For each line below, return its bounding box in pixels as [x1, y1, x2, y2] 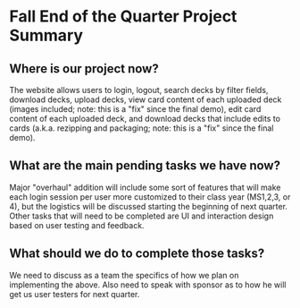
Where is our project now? [9, 61, 159, 76]
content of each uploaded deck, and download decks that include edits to [9, 114, 281, 124]
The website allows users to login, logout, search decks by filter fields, [9, 85, 269, 95]
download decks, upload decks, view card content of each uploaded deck [9, 94, 282, 105]
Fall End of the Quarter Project [9, 6, 237, 27]
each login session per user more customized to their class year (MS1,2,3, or [9, 191, 291, 202]
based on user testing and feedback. [9, 219, 145, 230]
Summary [9, 25, 83, 46]
